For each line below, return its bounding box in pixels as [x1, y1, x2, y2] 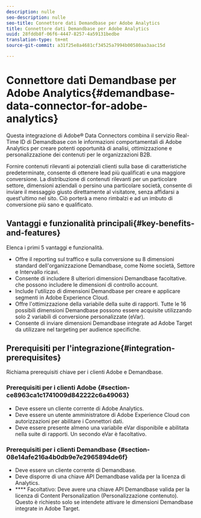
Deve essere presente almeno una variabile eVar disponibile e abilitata [14, 424, 189, 431]
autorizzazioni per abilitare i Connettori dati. [14, 418, 124, 425]
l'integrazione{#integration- [67, 344, 176, 354]
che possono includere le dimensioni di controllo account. [14, 281, 159, 288]
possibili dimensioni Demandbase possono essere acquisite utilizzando [14, 306, 192, 313]
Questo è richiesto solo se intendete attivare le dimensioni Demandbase [14, 499, 194, 506]
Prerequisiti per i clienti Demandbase [6, 445, 117, 454]
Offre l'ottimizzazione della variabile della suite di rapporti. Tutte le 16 [14, 300, 187, 307]
